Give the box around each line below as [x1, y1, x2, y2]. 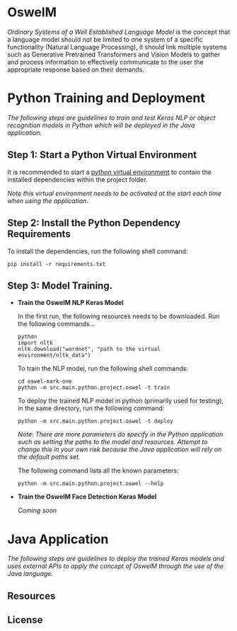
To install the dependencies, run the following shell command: [7, 247, 188, 255]
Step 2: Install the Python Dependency [7, 217, 180, 229]
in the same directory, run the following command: [17, 404, 165, 412]
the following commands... [17, 320, 96, 328]
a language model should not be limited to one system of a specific [7, 35, 203, 43]
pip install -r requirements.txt [7, 260, 106, 267]
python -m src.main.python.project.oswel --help [17, 480, 164, 487]
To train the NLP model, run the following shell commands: [17, 364, 189, 373]
